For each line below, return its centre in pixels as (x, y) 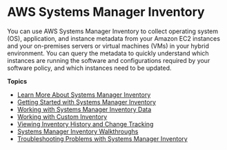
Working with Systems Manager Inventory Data (84, 109)
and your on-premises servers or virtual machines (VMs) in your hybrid (108, 46)
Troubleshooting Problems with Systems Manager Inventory (102, 138)
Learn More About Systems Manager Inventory (84, 95)
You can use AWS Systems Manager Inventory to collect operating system (113, 31)
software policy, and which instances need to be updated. (89, 68)
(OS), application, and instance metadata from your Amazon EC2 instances (114, 38)
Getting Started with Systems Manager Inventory (87, 102)
